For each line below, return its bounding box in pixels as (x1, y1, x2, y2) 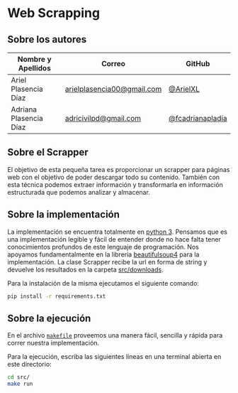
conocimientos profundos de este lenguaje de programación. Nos (7, 242, 200, 251)
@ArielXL (169, 84, 200, 94)
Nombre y (17, 55, 52, 64)
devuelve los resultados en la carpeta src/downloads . (7, 265, 164, 274)
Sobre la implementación (7, 208, 120, 221)
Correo (101, 59, 126, 68)
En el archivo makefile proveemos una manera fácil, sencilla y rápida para (7, 331, 223, 340)
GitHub (185, 59, 210, 68)
